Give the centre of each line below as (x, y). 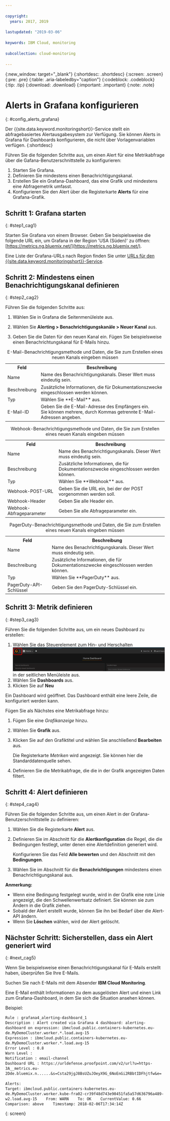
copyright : (17, 16)
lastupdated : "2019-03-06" (34, 32)
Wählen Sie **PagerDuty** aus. (86, 578)
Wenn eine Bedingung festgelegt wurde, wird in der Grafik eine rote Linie (89, 895)
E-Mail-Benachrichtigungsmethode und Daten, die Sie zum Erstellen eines (85, 352)
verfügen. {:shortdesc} (29, 145)
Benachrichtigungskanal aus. (43, 875)
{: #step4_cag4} (22, 804)
